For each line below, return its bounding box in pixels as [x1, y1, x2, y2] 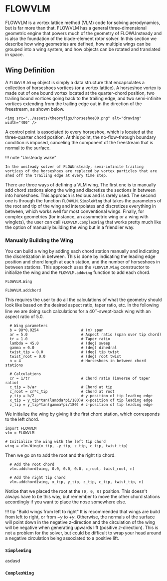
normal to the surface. [5, 145, 51, 151]
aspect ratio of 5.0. [5, 314, 44, 320]
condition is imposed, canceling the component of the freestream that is [5, 139, 154, 145]
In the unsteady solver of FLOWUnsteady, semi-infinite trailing [5, 164, 144, 169]
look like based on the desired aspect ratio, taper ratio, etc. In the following [5, 302, 159, 308]
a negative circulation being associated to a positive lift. [5, 535, 120, 541]
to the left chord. [5, 416, 39, 422]
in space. [5, 51, 24, 58]
